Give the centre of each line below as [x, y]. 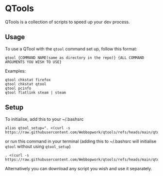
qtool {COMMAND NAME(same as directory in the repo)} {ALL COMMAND [75, 58]
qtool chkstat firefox [28, 80]
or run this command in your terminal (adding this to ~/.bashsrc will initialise [81, 141]
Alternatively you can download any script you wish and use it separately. [79, 168]
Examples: [15, 71]
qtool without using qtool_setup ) [38, 146]
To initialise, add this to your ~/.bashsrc [44, 119]
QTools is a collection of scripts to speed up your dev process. [67, 22]
